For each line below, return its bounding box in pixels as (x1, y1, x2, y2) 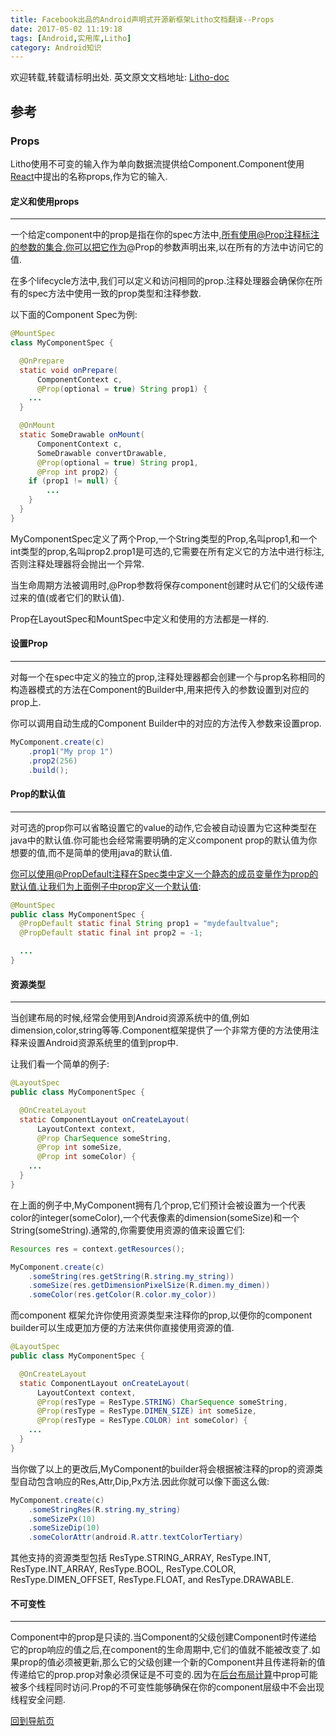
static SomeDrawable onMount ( (19, 430, 145, 440)
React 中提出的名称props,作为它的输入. (10, 170, 168, 182)
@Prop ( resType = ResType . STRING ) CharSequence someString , (36, 1397, 288, 1407)
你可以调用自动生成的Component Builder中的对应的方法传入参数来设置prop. (10, 717, 322, 729)
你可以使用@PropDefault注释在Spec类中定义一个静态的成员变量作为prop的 (10, 867, 319, 880)
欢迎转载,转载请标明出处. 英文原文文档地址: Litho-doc (10, 71, 230, 83)
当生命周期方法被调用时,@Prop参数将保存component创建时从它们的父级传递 (10, 579, 324, 591)
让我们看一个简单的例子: (10, 1058, 110, 1070)
